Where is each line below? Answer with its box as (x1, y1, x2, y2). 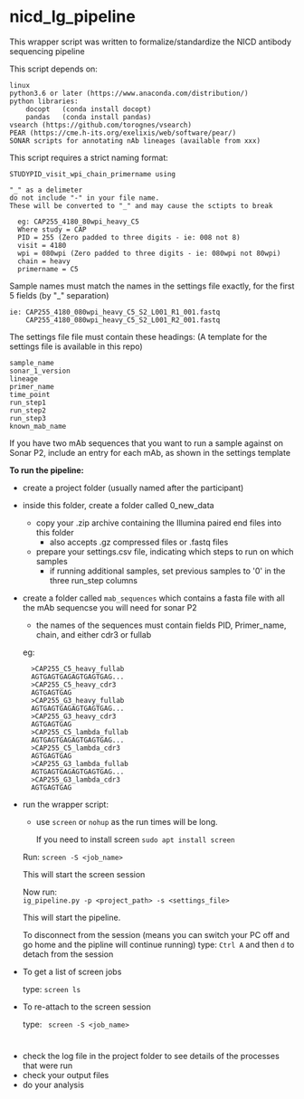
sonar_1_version (9, 366, 71, 375)
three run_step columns (49, 574, 138, 585)
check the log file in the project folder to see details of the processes (22, 1051, 280, 1062)
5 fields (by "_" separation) (9, 289, 109, 300)
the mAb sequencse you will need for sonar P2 (22, 602, 197, 612)
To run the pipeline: (9, 464, 84, 476)
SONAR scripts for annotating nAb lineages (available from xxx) (9, 136, 261, 146)
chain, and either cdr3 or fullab (35, 629, 152, 640)
